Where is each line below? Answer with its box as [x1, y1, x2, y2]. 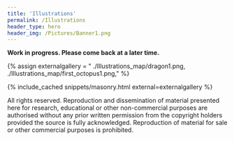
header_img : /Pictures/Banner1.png [7, 29, 111, 37]
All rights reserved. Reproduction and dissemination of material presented [7, 97, 220, 105]
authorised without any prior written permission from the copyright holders [7, 111, 223, 119]
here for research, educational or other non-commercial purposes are [7, 103, 208, 112]
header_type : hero [7, 23, 61, 30]
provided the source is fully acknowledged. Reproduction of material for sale [7, 119, 228, 127]
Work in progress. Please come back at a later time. [7, 49, 160, 57]
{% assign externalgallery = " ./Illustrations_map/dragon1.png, [7, 62, 186, 70]
